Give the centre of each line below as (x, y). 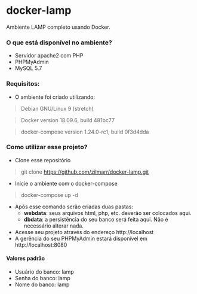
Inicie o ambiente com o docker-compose (66, 183)
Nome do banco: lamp (42, 284)
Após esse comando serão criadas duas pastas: (74, 207)
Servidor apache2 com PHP (49, 56)
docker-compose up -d (50, 195)
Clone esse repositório (43, 160)
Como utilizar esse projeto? (47, 147)
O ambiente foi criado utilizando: (55, 97)
